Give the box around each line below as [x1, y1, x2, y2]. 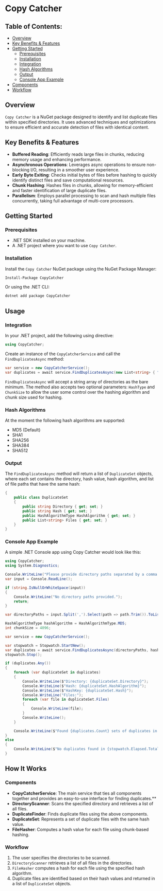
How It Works [5, 764, 47, 773]
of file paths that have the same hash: [5, 481, 81, 487]
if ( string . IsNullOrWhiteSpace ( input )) [5, 585, 86, 590]
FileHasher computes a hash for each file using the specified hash [12, 865, 145, 871]
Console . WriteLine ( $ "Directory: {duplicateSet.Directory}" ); [22, 679, 149, 684]
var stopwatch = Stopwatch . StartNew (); [5, 643, 86, 648]
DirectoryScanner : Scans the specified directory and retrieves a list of [12, 800, 154, 806]
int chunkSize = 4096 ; [5, 626, 51, 631]
